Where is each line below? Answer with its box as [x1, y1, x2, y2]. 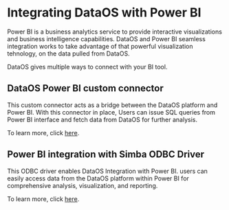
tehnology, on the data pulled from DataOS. [7, 49, 130, 58]
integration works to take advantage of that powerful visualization [7, 42, 193, 50]
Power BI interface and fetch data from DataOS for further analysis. [7, 115, 198, 124]
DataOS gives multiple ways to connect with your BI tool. [7, 62, 168, 71]
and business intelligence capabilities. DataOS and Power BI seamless [7, 34, 206, 43]
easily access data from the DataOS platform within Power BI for [7, 174, 189, 183]
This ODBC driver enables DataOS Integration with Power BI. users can [7, 167, 208, 175]
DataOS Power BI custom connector [7, 82, 164, 94]
